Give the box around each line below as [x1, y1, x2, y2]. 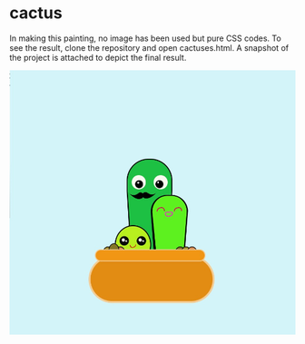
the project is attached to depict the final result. [9, 52, 187, 63]
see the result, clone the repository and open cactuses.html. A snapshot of [9, 42, 289, 53]
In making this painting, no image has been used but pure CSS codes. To [9, 33, 281, 44]
